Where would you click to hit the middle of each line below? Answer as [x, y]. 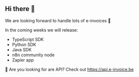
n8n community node [33, 55]
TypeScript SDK [28, 39]
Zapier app [23, 60]
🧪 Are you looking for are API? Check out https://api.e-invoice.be [69, 69]
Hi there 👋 [20, 9]
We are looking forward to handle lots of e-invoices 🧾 [58, 20]
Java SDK [22, 49]
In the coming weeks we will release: [42, 30]
